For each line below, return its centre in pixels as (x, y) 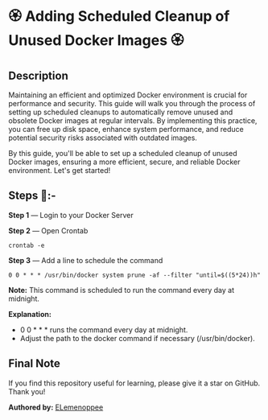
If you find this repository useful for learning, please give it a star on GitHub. (134, 383)
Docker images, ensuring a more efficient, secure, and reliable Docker (124, 162)
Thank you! (27, 391)
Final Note (34, 364)
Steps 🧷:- (32, 196)
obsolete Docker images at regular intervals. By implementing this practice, (133, 121)
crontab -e (27, 245)
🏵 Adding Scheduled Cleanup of (119, 16)
